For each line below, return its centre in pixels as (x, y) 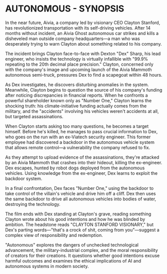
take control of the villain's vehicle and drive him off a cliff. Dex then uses (80, 193)
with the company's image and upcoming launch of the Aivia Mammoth (78, 69)
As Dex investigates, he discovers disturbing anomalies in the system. (77, 84)
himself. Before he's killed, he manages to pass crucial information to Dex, (81, 131)
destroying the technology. (33, 204)
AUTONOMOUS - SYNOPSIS (65, 9)
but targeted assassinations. (34, 116)
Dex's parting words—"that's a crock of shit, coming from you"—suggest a (82, 230)
